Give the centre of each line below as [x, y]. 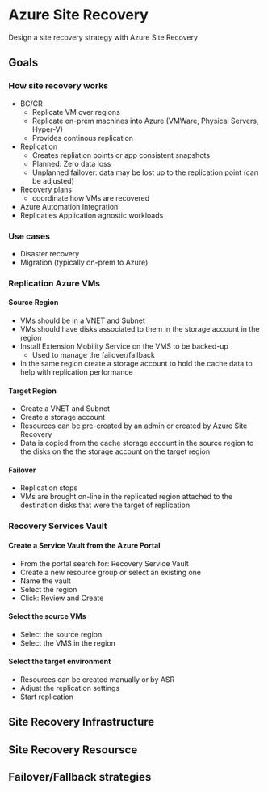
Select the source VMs [47, 616]
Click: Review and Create [62, 598]
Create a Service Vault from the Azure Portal [84, 545]
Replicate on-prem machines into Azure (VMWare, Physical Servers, [145, 121]
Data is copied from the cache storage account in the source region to [137, 443]
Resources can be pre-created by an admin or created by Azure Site [134, 426]
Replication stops [49, 488]
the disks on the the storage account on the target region [115, 451]
